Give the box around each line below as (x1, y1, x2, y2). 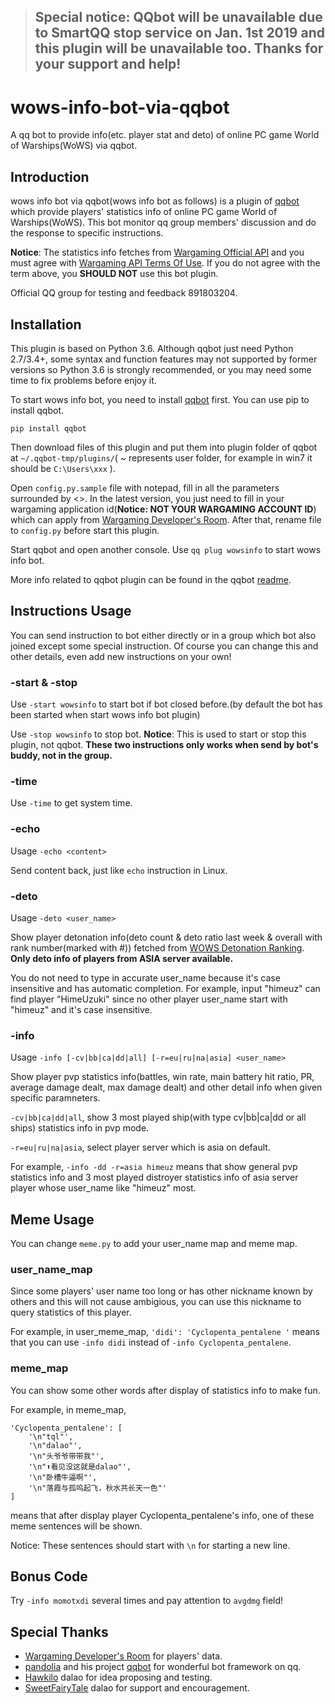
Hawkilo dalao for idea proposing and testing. (24, 1671, 213, 1684)
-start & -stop (10, 675, 78, 689)
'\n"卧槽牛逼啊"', (28, 1472, 98, 1482)
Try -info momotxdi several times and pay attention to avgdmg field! (10, 1595, 284, 1607)
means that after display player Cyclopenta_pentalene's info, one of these (10, 1509, 315, 1521)
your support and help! (34, 56, 182, 73)
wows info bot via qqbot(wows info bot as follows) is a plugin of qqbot (10, 195, 300, 207)
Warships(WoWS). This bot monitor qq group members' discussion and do (10, 216, 317, 229)
